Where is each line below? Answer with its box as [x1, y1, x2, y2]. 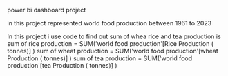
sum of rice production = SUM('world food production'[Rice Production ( [7, 40, 214, 47]
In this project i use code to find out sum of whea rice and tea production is [7, 32, 221, 40]
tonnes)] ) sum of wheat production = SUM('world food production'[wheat [7, 47, 219, 55]
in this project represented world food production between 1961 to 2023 [7, 19, 212, 27]
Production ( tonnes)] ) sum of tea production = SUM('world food [7, 54, 192, 62]
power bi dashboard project [7, 6, 86, 14]
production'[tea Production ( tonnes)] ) [7, 62, 117, 69]
